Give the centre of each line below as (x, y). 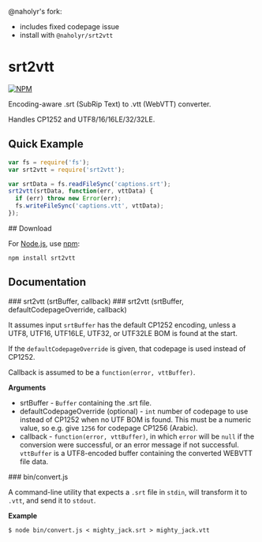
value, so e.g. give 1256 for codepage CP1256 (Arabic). (109, 428)
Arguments (27, 387)
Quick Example (46, 144)
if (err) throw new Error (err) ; (69, 199)
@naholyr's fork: (35, 11)
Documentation (47, 282)
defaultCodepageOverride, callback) (68, 309)
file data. (34, 462)
